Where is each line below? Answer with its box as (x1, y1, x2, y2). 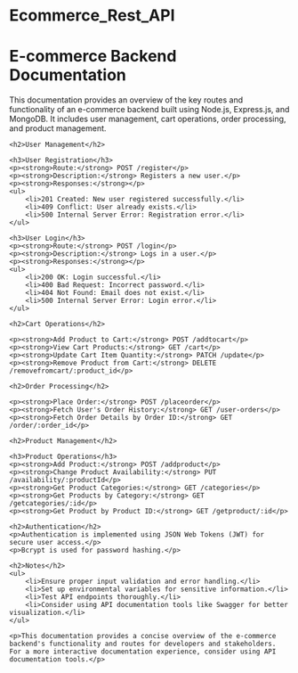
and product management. (9, 123, 107, 134)
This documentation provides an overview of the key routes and (9, 94, 243, 105)
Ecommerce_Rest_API (9, 5, 175, 26)
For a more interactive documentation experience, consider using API (9, 647, 277, 656)
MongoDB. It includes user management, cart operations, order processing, (9, 113, 286, 125)
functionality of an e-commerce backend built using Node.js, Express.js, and (9, 104, 290, 115)
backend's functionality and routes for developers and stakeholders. (9, 639, 277, 649)
